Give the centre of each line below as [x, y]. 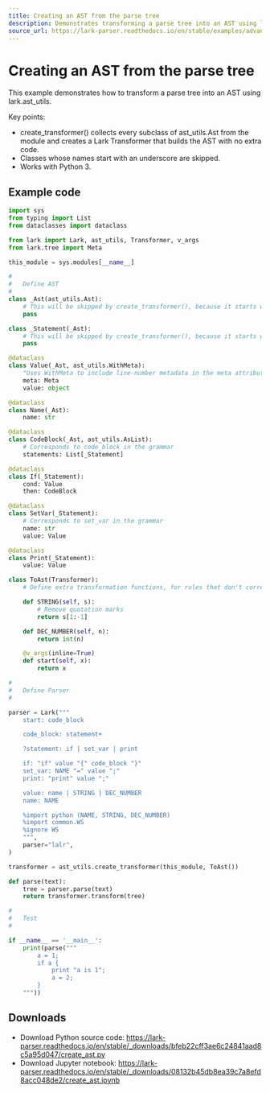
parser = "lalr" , [48, 845]
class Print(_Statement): [51, 558]
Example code [45, 192]
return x [52, 669]
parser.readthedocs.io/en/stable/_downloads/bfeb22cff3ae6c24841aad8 [141, 1046]
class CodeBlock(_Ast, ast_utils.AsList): [80, 439]
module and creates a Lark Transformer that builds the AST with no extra [141, 141]
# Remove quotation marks [81, 609]
